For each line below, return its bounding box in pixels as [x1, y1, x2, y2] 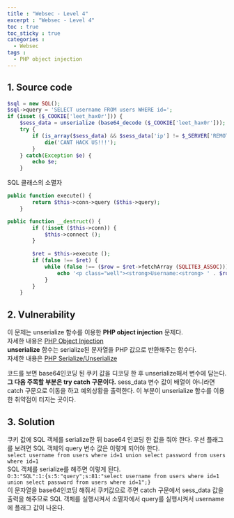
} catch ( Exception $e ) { [19, 151, 92, 159]
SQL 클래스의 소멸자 [7, 179, 63, 187]
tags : [7, 50, 26, 57]
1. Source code [7, 82, 72, 94]
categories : [7, 36, 45, 43]
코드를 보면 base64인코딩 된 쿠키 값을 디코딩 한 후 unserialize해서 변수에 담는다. [7, 369, 227, 378]
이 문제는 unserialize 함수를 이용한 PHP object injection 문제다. [7, 328, 183, 336]
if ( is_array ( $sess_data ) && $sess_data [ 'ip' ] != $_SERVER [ [32, 132, 210, 140]
